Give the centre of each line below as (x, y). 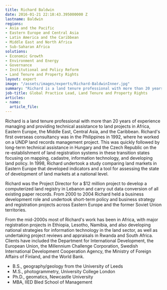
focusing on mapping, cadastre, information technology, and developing (79, 158)
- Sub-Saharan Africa (28, 47)
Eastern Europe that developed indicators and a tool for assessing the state (82, 169)
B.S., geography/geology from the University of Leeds (68, 266)
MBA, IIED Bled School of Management (52, 282)
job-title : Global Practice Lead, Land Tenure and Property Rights (77, 93)
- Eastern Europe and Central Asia (42, 33)
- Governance (19, 65)
